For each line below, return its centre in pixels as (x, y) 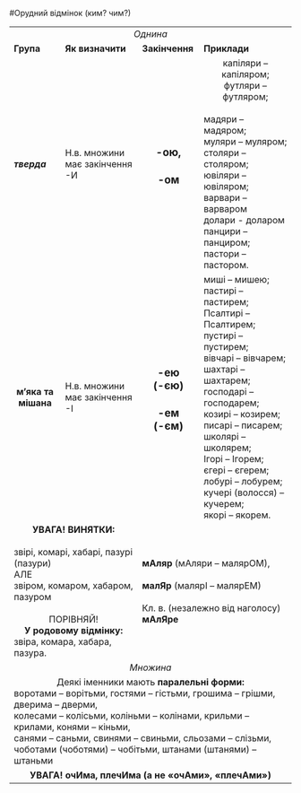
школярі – (224, 436)
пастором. (226, 265)
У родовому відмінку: (73, 630)
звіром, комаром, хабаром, (73, 585)
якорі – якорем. (237, 515)
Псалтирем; (229, 324)
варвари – (225, 198)
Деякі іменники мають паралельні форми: (150, 682)
